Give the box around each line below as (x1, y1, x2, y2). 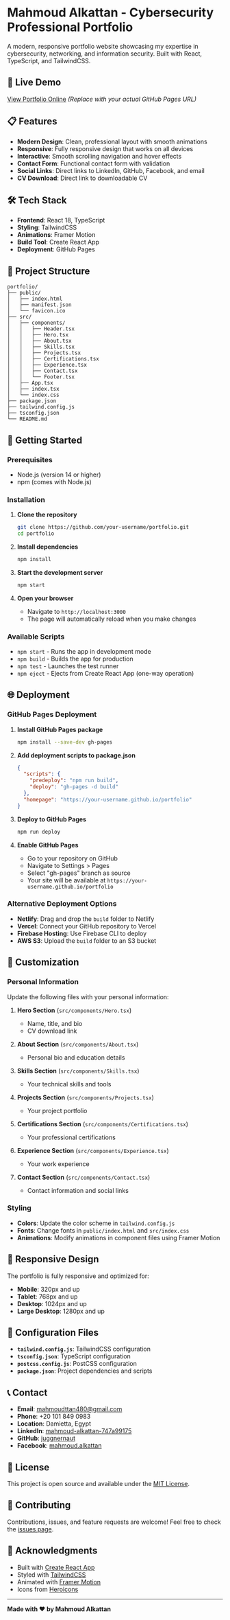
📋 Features (7, 115, 57, 128)
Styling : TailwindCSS (16, 223, 77, 231)
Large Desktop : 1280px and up (16, 1307, 105, 1315)
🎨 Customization (7, 957, 79, 968)
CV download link (27, 1027, 77, 1035)
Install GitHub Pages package (16, 725, 103, 733)
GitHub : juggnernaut (16, 1434, 76, 1443)
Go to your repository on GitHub (27, 854, 118, 863)
